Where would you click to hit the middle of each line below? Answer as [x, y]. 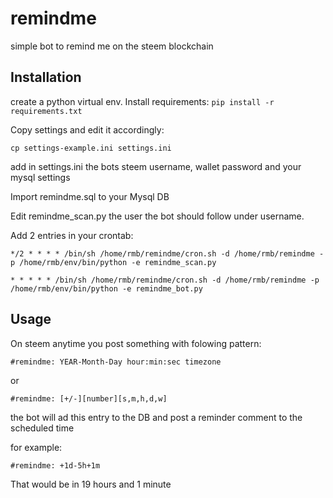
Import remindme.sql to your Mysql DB [90, 196]
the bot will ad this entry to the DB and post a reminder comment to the [156, 417]
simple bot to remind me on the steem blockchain [112, 46]
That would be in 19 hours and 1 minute [91, 484]
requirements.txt [46, 111]
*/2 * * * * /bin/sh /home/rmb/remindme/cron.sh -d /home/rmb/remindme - [167, 253]
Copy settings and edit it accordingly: [87, 129]
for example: [36, 447]
